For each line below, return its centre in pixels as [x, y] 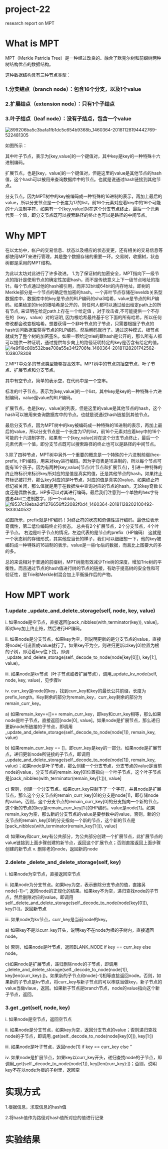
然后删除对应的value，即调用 [43, 897]
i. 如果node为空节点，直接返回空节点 [43, 874]
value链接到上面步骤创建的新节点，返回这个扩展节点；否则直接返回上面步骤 [83, 843]
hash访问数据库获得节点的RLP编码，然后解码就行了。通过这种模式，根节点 [82, 330]
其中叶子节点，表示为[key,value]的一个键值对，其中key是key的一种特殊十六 [83, 156]
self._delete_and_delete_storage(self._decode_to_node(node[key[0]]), [77, 903]
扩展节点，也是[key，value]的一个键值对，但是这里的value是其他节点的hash [83, 173]
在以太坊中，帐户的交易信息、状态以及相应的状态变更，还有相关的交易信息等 [84, 250]
